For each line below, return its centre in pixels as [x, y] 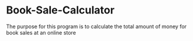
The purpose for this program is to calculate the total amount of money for [97, 26]
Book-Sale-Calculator [60, 10]
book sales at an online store [41, 32]
